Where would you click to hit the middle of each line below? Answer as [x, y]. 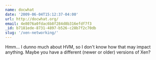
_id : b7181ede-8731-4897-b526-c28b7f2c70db [51, 28]
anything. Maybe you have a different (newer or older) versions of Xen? [78, 52]
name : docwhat [20, 10]
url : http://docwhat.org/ [32, 19]
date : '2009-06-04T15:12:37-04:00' [42, 14]
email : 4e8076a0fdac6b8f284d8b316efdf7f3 [49, 24]
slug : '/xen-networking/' [32, 33]
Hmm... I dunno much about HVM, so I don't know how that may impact [78, 47]
